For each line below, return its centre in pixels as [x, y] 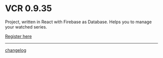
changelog [16, 50]
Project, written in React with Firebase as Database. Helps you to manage [78, 22]
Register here [18, 36]
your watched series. [26, 27]
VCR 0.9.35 [29, 8]
